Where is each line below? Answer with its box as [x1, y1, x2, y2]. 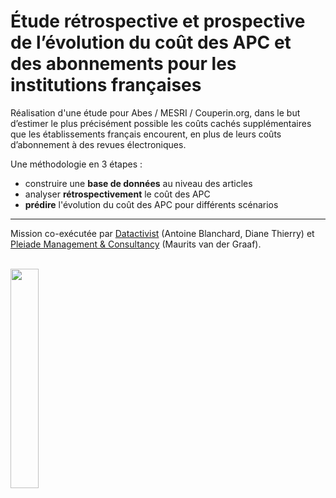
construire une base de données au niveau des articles [24, 177, 253, 189]
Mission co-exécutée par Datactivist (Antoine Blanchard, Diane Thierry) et [10, 227, 315, 239]
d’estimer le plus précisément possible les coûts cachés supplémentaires [10, 117, 312, 129]
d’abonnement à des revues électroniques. [10, 138, 187, 150]
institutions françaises [10, 74, 202, 97]
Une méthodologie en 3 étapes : [10, 158, 143, 170]
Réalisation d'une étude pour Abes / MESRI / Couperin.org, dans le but [10, 106, 301, 119]
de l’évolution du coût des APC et [10, 31, 292, 54]
